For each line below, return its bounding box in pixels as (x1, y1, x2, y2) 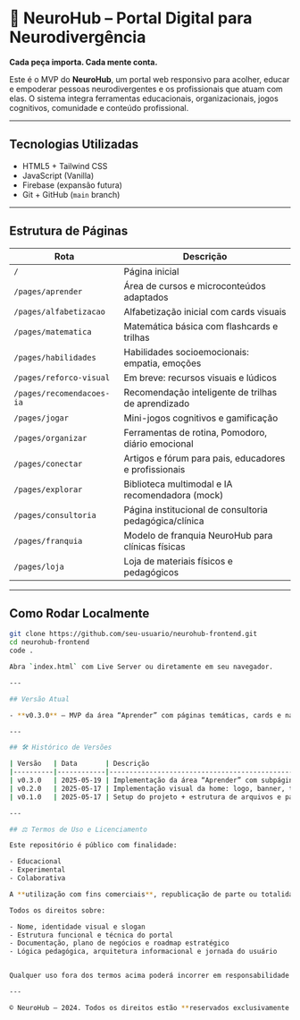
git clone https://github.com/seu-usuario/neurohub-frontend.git (9, 630, 257, 639)
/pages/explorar (13, 484, 83, 495)
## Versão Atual (9, 694, 70, 703)
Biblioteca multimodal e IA (123, 478, 233, 490)
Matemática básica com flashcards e (123, 319, 279, 332)
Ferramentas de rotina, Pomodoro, (123, 426, 268, 438)
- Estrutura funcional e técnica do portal (9, 931, 174, 939)
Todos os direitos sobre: (9, 905, 105, 915)
